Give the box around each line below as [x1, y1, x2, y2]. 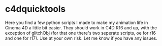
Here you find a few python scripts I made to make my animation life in [5, 20, 148, 25]
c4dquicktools [5, 3, 66, 15]
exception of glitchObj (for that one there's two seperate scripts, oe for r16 [5, 30, 156, 36]
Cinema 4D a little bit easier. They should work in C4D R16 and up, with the [5, 24, 157, 30]
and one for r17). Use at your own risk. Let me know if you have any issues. [5, 35, 158, 41]
